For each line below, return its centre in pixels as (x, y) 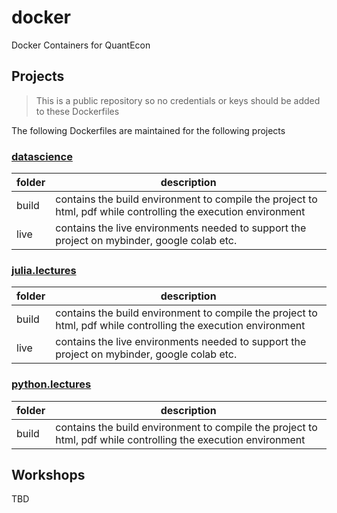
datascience (42, 156)
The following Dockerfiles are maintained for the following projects (148, 130)
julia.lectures (44, 270)
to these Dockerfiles (77, 111)
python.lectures (51, 384)
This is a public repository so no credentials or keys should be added (178, 100)
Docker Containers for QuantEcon (81, 45)
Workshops (48, 475)
